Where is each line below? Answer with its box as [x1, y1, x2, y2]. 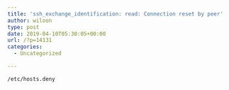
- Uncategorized [13, 50, 62, 57]
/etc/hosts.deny [7, 75, 55, 82]
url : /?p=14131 [7, 37, 52, 44]
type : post [7, 23, 40, 30]
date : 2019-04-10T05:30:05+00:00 [7, 30, 106, 38]
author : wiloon [7, 17, 52, 24]
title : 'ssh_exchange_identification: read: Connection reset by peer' [7, 10, 223, 18]
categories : [7, 43, 43, 50]
